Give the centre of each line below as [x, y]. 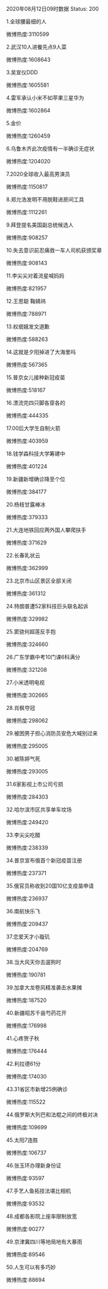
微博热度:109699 [27, 1127]
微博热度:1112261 [27, 212]
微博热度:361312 [26, 593]
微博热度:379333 [27, 517]
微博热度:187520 [26, 1000]
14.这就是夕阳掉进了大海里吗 [41, 352]
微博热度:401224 [27, 466]
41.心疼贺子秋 [23, 1038]
